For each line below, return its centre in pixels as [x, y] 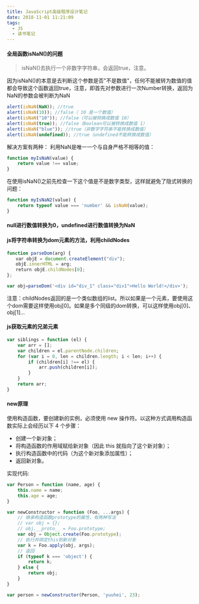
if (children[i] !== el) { [62, 362]
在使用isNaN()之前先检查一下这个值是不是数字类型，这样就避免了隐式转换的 [99, 181]
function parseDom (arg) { [39, 253]
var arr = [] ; [35, 345]
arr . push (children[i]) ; [68, 367]
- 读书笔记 [24, 34]
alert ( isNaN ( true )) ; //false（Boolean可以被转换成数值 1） [77, 123]
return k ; [40, 562]
